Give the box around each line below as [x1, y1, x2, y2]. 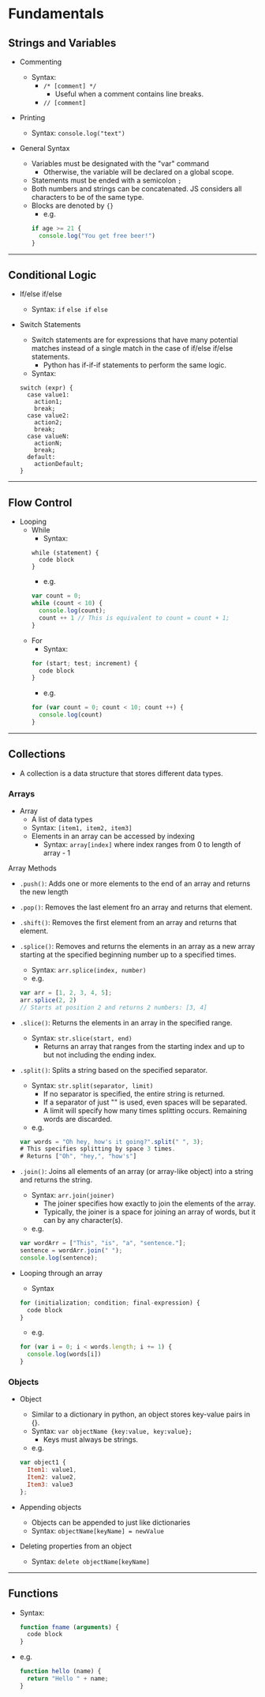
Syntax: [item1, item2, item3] [31, 822, 132, 832]
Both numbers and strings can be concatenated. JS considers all [31, 184, 242, 194]
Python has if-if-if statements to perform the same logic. [43, 360, 227, 370]
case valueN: [27, 432, 70, 441]
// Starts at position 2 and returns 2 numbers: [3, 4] [19, 1003, 207, 1011]
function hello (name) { [19, 1668, 102, 1676]
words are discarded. [43, 1114, 113, 1123]
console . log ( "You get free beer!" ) [38, 231, 156, 239]
